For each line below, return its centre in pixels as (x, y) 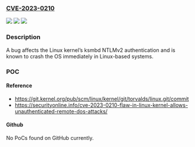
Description (23, 37)
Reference (19, 86)
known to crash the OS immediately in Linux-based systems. (80, 56)
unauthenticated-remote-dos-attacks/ (61, 111)
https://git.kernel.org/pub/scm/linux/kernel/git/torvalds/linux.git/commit (102, 99)
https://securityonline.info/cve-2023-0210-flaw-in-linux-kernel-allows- (101, 105)
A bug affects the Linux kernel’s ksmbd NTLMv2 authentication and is (91, 50)
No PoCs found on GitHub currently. (50, 138)
